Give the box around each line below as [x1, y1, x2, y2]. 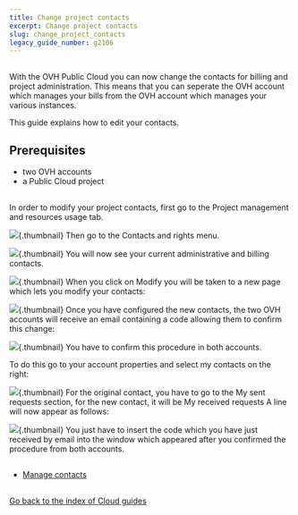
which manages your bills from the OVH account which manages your [9, 90, 267, 101]
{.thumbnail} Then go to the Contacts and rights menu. [18, 230, 220, 241]
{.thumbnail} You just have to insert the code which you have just [18, 424, 258, 435]
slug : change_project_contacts [9, 30, 126, 38]
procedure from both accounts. [9, 443, 125, 454]
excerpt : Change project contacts [9, 21, 139, 30]
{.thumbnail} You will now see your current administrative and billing [18, 248, 270, 259]
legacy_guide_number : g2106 [9, 38, 115, 47]
